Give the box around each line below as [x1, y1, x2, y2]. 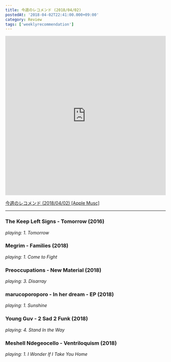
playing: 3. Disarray [5, 278, 47, 285]
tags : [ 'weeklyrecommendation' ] [5, 21, 74, 27]
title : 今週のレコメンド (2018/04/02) [5, 7, 81, 13]
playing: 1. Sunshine [5, 302, 47, 308]
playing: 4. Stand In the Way [5, 327, 65, 333]
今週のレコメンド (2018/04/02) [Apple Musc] [5, 200, 100, 206]
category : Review [5, 17, 42, 22]
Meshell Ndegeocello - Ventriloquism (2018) [5, 340, 117, 347]
